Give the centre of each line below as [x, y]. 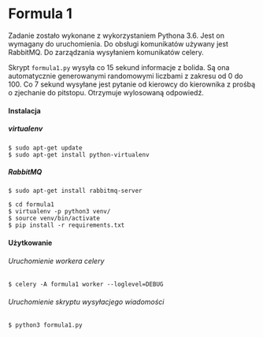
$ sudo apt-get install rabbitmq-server [76, 191]
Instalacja [24, 110]
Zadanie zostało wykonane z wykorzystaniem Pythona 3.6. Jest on [116, 35]
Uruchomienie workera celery [56, 261]
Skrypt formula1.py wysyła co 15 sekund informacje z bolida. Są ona [119, 67]
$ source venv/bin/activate [54, 218]
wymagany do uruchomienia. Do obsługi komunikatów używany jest [118, 43]
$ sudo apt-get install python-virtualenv [79, 154]
